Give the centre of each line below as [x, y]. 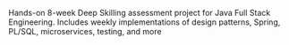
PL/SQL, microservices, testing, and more [85, 31]
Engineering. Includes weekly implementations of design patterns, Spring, [144, 22]
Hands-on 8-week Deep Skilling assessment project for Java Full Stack [140, 13]
